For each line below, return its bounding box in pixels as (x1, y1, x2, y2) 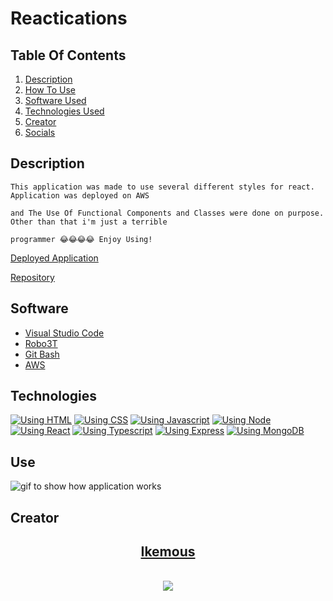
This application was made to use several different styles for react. (10, 182, 315, 192)
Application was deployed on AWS (10, 190, 150, 201)
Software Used (24, 95, 87, 106)
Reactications (10, 7, 128, 30)
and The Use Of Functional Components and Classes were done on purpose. (10, 208, 325, 218)
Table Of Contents (10, 47, 127, 64)
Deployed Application (10, 252, 99, 264)
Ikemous (140, 543, 196, 561)
